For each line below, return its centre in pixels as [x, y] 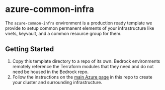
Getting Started [30, 49]
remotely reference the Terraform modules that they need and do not [83, 66]
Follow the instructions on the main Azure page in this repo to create [82, 77]
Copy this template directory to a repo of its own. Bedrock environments [86, 61]
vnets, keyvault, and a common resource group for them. [63, 33]
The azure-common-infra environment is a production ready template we [79, 23]
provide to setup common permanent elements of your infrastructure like [80, 28]
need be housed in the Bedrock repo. [50, 72]
